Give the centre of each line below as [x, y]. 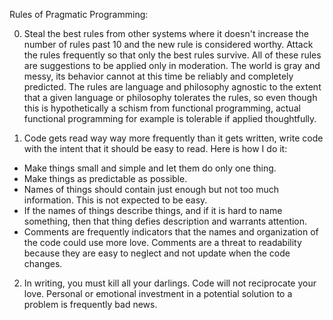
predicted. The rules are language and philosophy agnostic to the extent [172, 87]
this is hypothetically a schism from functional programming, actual [162, 108]
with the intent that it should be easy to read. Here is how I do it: [155, 148]
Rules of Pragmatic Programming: [79, 14]
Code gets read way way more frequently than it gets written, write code [173, 138]
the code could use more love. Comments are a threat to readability [162, 242]
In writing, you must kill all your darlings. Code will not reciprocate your [170, 283]
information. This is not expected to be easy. [115, 200]
